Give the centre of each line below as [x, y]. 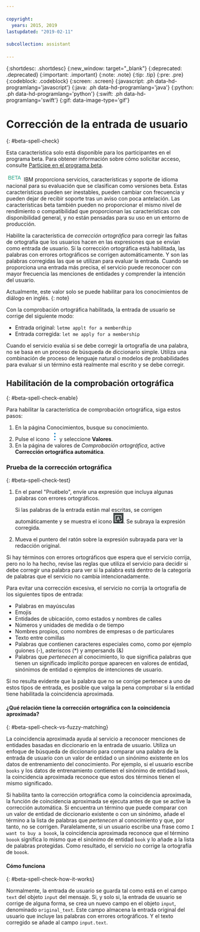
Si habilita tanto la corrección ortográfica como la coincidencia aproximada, [99, 795]
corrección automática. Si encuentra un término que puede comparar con [97, 807]
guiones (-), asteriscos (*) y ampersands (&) [69, 650]
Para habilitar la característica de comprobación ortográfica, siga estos [93, 409]
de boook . [18, 852]
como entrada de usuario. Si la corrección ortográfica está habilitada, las [96, 248]
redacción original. [38, 545]
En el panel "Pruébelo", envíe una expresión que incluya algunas [94, 491]
